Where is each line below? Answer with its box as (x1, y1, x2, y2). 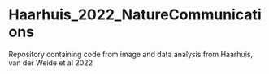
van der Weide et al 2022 (8, 58, 93, 68)
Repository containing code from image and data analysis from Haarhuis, (8, 49, 254, 59)
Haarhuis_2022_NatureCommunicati (8, 6, 262, 24)
